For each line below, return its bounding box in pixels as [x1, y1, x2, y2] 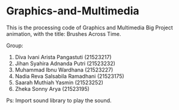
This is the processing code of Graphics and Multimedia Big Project [6, 24, 173, 31]
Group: [6, 42, 23, 49]
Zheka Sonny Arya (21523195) [14, 85, 90, 92]
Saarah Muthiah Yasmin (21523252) [14, 79, 104, 86]
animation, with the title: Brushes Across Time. [6, 30, 121, 37]
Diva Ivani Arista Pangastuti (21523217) [14, 53, 112, 60]
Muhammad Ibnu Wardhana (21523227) [14, 66, 114, 73]
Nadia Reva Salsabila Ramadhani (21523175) [14, 72, 124, 80]
